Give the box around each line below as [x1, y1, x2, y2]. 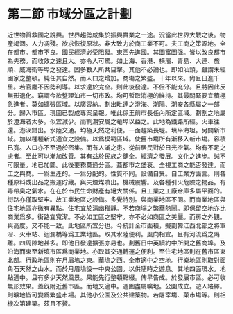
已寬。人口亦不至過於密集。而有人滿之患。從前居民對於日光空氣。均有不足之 [7, 143, 226, 151]
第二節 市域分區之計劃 [7, 6, 132, 22]
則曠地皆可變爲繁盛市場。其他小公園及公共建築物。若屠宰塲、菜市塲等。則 [7, 290, 220, 299]
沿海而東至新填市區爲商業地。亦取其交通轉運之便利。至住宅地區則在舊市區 [7, 247, 220, 255]
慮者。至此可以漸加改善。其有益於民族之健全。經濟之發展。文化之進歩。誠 [7, 152, 220, 160]
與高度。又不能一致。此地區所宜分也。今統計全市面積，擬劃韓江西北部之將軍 [7, 221, 226, 229]
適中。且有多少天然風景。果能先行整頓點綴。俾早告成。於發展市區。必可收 [12, 273, 226, 281]
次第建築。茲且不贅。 [12, 299, 74, 307]
